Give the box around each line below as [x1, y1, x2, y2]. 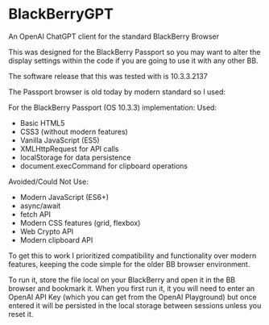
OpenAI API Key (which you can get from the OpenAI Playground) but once [8, 292, 257, 302]
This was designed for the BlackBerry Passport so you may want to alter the [8, 47, 261, 56]
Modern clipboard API [19, 235, 93, 244]
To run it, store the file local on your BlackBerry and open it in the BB [8, 275, 236, 285]
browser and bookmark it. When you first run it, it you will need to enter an [8, 283, 255, 293]
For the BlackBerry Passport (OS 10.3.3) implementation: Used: [8, 102, 217, 112]
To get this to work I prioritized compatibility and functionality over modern [8, 251, 257, 260]
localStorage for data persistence [19, 152, 131, 162]
